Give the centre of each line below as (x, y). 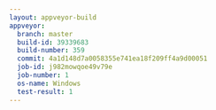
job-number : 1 (43, 75)
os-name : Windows (49, 83)
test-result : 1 (45, 91)
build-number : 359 (51, 51)
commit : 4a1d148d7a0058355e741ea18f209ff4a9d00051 (112, 59)
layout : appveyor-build (53, 17)
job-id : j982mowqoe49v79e (65, 67)
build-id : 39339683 (53, 42)
